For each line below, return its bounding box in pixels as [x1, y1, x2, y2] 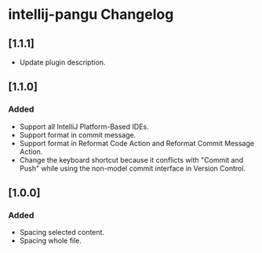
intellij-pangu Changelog [8, 5, 174, 24]
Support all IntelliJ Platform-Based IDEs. [19, 122, 149, 131]
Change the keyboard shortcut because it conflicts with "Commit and [19, 155, 244, 164]
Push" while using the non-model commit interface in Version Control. [19, 163, 246, 173]
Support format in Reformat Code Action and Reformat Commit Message [19, 138, 255, 148]
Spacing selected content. [19, 228, 104, 237]
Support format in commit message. [19, 130, 136, 139]
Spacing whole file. [19, 236, 82, 245]
